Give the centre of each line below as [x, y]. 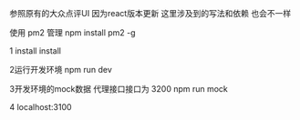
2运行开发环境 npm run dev [61, 70]
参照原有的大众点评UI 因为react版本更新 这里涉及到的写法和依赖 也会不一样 [150, 13]
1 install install [36, 51]
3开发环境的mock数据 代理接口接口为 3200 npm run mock [119, 89]
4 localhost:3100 [41, 107]
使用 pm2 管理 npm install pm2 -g [72, 33]
